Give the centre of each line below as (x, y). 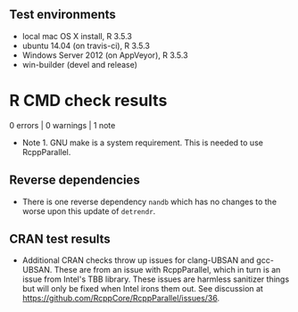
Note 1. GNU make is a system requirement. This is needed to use (142, 143)
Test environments (62, 15)
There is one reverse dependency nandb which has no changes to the (149, 201)
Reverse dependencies (74, 181)
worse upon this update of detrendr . (89, 211)
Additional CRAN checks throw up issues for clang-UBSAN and (138, 260)
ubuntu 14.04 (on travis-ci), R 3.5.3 (86, 45)
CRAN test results (60, 238)
